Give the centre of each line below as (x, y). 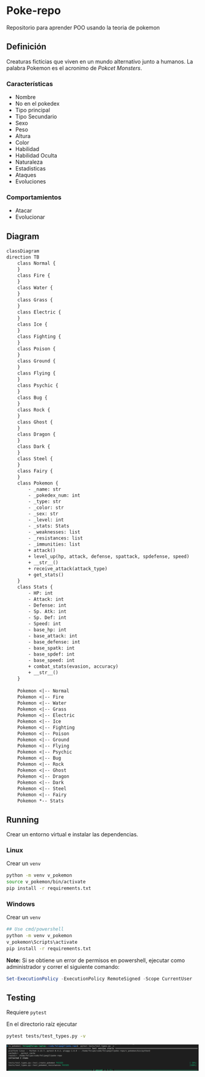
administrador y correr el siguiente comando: (63, 966)
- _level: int (46, 520)
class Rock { (34, 410)
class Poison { (37, 349)
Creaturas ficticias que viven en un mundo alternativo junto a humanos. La (100, 61)
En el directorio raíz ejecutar (42, 1024)
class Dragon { (37, 434)
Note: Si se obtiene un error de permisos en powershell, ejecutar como (95, 960)
